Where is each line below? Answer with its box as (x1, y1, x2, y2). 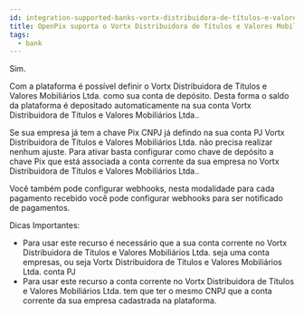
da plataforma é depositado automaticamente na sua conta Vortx (9, 100, 252, 111)
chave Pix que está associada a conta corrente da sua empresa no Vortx (9, 156, 280, 167)
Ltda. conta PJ (22, 266, 76, 277)
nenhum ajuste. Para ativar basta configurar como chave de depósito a (9, 147, 274, 157)
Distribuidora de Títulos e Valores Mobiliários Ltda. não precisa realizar (9, 137, 273, 148)
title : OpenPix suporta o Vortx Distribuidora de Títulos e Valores (9, 22, 273, 31)
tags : (9, 30, 30, 39)
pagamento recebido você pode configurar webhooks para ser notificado (9, 193, 283, 204)
